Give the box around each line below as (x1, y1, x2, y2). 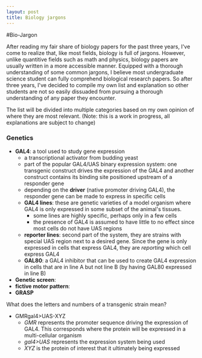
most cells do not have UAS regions (33, 224, 122, 232)
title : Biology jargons (6, 15, 67, 21)
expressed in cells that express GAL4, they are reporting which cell (24, 244, 191, 251)
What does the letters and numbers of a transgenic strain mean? (6, 301, 167, 308)
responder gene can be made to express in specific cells (24, 192, 166, 200)
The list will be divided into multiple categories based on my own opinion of (6, 106, 195, 113)
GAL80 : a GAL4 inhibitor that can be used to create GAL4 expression (24, 256, 197, 264)
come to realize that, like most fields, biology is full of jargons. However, (6, 49, 186, 56)
